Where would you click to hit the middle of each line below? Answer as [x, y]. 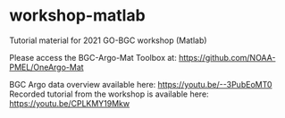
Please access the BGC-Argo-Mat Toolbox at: [93, 57]
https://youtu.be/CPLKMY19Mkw [70, 103]
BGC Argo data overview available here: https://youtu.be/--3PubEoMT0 [141, 84]
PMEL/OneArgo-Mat [46, 67]
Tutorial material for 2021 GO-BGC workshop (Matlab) [108, 40]
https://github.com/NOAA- [227, 57]
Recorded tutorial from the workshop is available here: [109, 94]
